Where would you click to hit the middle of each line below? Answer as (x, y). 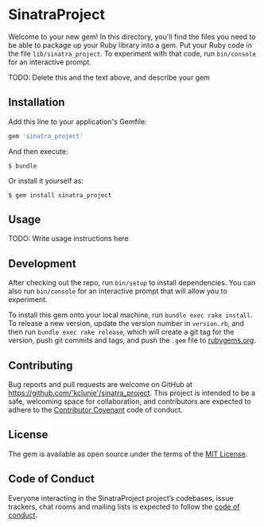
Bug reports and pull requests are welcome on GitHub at (101, 385)
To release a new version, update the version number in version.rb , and (126, 324)
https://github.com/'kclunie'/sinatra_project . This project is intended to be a (132, 393)
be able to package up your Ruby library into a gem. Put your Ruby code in (130, 45)
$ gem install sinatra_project (60, 195)
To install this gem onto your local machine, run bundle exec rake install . (130, 315)
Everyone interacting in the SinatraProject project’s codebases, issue (121, 498)
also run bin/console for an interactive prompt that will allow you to (118, 291)
